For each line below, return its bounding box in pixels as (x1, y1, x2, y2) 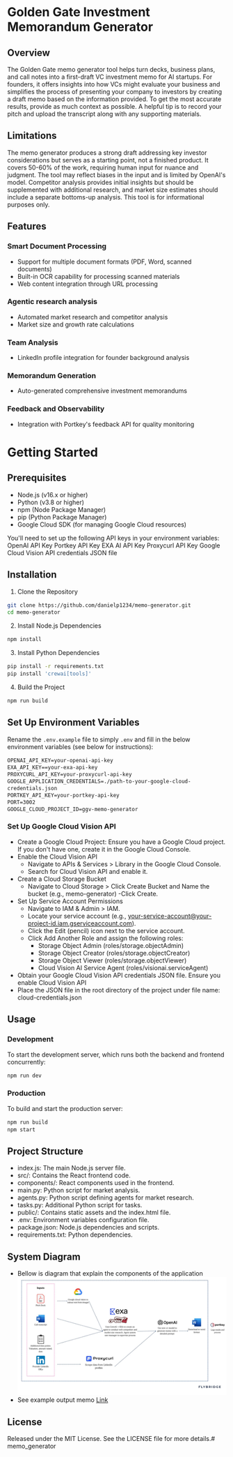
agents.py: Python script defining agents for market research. (17, 1193, 194, 1202)
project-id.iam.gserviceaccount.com (27, 919, 132, 928)
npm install (7, 636, 42, 643)
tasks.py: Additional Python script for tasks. (17, 1201, 143, 1209)
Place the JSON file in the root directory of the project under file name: (17, 986, 220, 994)
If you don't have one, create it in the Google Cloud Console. (17, 845, 191, 853)
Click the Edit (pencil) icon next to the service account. (27, 926, 186, 935)
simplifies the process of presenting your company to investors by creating (7, 88, 223, 96)
